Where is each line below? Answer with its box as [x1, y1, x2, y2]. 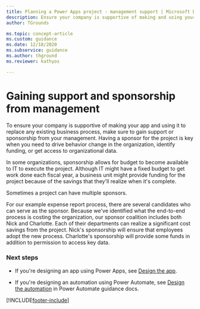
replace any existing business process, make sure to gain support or [6, 128, 174, 135]
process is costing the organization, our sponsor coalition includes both [6, 213, 182, 221]
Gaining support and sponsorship [6, 89, 176, 103]
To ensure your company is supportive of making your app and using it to [6, 122, 186, 129]
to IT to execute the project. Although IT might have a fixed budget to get [6, 165, 185, 172]
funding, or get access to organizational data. [6, 147, 118, 154]
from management [6, 102, 100, 115]
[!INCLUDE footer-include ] [6, 296, 70, 304]
